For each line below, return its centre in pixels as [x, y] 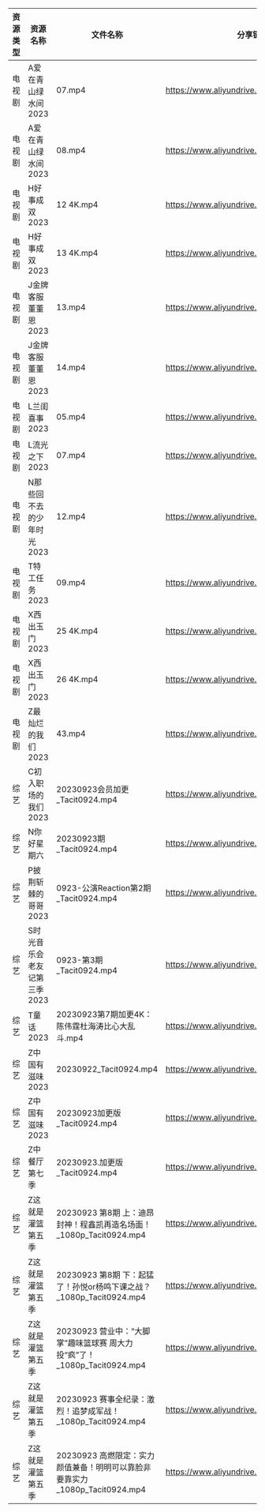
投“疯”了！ [76, 1355]
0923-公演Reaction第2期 [104, 888]
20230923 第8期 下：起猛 [105, 1275]
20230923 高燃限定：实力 [106, 1456]
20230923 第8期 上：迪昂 [105, 1213]
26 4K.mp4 [77, 679]
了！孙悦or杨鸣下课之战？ [104, 1287]
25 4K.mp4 [77, 631]
